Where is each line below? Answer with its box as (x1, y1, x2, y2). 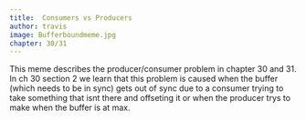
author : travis (9, 22, 68, 31)
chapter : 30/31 (9, 38, 68, 48)
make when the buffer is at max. (9, 102, 131, 114)
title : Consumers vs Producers (9, 13, 132, 23)
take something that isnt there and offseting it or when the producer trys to (9, 93, 290, 104)
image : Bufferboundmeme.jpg (9, 30, 117, 39)
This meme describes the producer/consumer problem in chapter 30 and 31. (9, 64, 297, 75)
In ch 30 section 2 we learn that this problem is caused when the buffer (9, 74, 279, 85)
